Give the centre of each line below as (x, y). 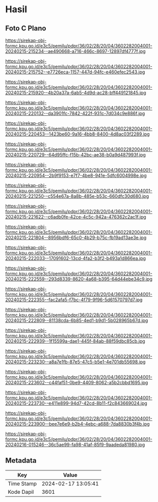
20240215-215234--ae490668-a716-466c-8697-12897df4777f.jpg (76, 51)
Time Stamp (22, 484)
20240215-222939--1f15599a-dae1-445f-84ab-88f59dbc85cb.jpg (75, 341)
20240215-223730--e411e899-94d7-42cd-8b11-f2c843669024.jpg (76, 403)
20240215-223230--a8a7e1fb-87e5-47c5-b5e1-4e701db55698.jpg (75, 362)
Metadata (21, 460)
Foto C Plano (26, 28)
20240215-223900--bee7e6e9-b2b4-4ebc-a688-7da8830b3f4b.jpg (77, 424)
